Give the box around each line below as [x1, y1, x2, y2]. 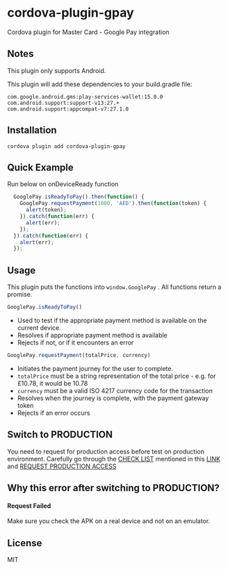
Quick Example [7, 161, 74, 173]
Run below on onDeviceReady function [7, 180, 119, 188]
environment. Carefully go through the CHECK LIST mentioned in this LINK [7, 454, 221, 463]
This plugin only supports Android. [7, 66, 106, 74]
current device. [17, 323, 61, 331]
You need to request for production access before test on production [7, 447, 205, 456]
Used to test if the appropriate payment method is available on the [17, 316, 207, 324]
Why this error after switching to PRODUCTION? [7, 482, 220, 494]
